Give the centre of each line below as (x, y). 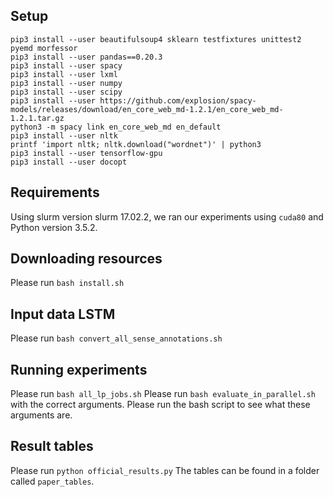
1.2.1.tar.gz (37, 118)
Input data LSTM (63, 314)
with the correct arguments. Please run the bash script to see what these (160, 405)
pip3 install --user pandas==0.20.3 (86, 57)
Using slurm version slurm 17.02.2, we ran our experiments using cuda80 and (167, 216)
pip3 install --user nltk (64, 135)
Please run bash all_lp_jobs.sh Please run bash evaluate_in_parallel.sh (163, 394)
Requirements (55, 192)
